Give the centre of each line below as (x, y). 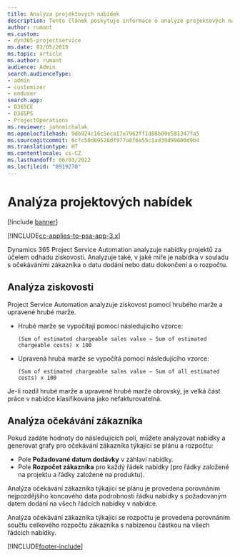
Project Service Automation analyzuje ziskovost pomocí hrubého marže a (115, 304)
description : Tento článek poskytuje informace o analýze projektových (116, 21)
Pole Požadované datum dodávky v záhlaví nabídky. (95, 460)
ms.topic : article (35, 54)
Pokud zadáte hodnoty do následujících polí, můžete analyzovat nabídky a (116, 438)
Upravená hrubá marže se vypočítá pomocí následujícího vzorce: (113, 358)
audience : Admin (31, 67)
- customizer (27, 87)
